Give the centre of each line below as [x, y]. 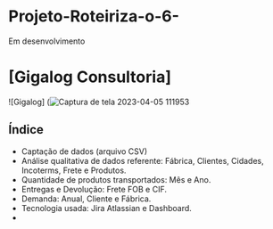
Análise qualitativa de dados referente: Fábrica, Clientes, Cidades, [142, 160]
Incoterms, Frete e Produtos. [74, 170]
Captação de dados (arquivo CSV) [84, 151]
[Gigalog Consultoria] [90, 77]
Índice [26, 130]
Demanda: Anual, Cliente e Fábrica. [86, 199]
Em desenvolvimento [47, 41]
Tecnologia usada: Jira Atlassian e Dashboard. [107, 208]
